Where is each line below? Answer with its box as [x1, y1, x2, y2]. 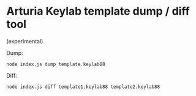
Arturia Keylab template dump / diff [6, 4, 190, 18]
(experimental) [6, 37, 43, 45]
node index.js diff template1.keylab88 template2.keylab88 [6, 84, 160, 90]
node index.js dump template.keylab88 [6, 61, 105, 67]
